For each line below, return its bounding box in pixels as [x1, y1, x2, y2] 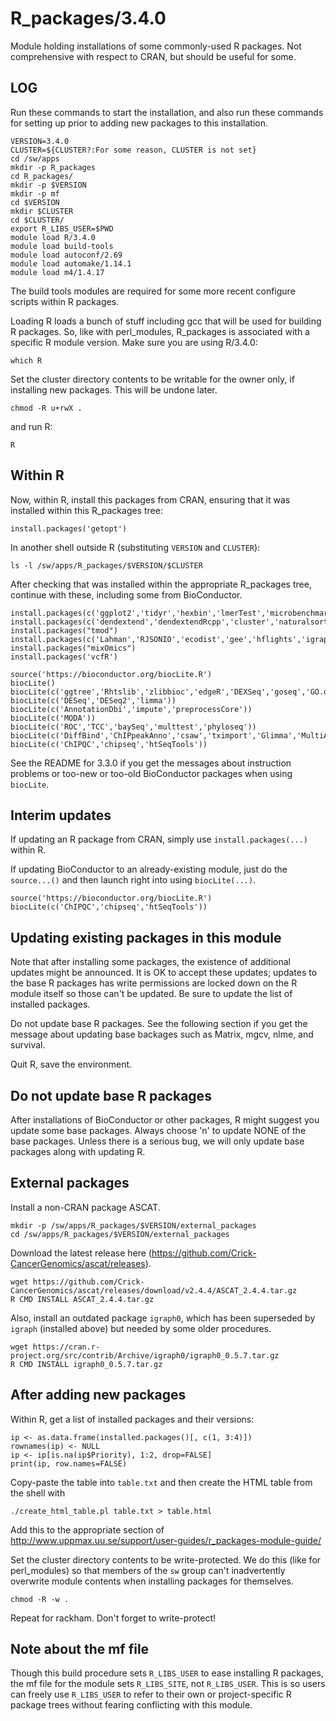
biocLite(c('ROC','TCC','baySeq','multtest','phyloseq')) [10, 722, 257, 732]
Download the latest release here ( [10, 1247, 152, 1259]
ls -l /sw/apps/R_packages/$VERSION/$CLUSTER [10, 560, 203, 571]
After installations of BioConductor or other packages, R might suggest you [10, 1114, 320, 1126]
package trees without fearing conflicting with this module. [10, 1699, 253, 1711]
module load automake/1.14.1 [10, 258, 132, 269]
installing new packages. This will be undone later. [10, 383, 218, 396]
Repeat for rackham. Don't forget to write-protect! [10, 1612, 217, 1624]
